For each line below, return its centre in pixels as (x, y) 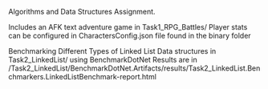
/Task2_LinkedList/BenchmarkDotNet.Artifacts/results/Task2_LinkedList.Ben (134, 68)
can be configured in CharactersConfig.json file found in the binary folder (130, 36)
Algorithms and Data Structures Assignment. (82, 12)
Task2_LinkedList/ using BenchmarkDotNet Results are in (103, 60)
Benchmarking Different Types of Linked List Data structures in (112, 51)
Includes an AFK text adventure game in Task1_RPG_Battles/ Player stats (128, 27)
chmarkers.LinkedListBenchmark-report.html (82, 77)
